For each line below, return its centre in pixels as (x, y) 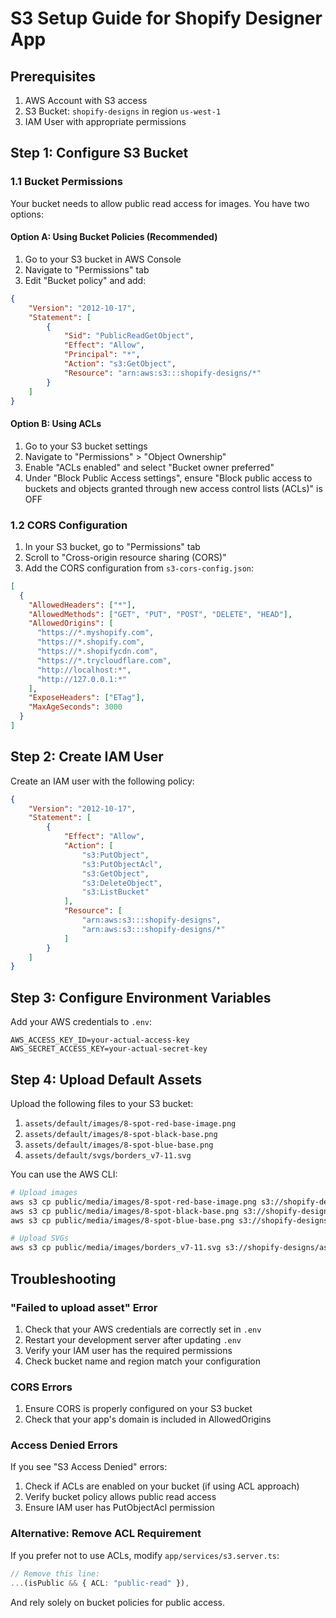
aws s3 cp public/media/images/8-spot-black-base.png (125, 1211)
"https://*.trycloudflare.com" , (104, 660)
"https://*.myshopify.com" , (95, 633)
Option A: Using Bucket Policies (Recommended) (114, 237)
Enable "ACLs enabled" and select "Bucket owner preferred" (149, 467)
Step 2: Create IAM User (87, 757)
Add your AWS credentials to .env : (81, 1022)
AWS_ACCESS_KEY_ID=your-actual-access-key (100, 1040)
